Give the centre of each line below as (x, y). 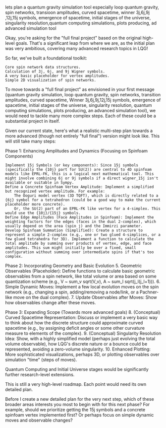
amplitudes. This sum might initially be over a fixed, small (71, 248)
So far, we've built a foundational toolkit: (46, 58)
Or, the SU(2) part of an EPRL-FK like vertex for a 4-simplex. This (87, 209)
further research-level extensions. (40, 375)
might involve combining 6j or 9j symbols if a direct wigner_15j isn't (82, 178)
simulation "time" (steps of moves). (41, 360)
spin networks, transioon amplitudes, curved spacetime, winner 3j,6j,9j (78, 12)
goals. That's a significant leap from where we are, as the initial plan (85, 43)
